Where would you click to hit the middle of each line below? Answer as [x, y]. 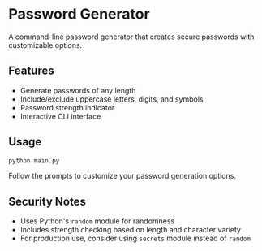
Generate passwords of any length [78, 90]
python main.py [34, 160]
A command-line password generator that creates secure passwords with [131, 37]
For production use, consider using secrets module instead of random [135, 238]
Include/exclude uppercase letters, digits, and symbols [112, 99]
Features [31, 71]
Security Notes [47, 201]
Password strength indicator [67, 107]
